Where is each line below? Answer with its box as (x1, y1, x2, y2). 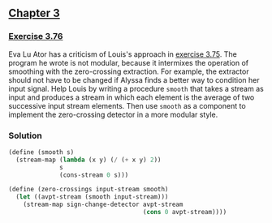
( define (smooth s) (8, 148, 75, 157)
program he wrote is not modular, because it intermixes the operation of (8, 58, 249, 67)
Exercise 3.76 (8, 31, 63, 42)
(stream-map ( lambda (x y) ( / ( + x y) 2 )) (15, 156, 162, 164)
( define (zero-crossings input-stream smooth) (8, 186, 169, 194)
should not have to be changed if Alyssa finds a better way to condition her (8, 75, 260, 84)
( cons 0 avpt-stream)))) (142, 208, 227, 217)
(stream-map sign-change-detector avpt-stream (23, 200, 183, 209)
